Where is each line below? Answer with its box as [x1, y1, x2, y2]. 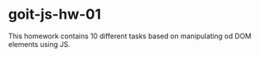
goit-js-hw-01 [8, 5, 101, 23]
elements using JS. [8, 39, 71, 48]
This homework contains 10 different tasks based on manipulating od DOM [8, 31, 252, 41]
